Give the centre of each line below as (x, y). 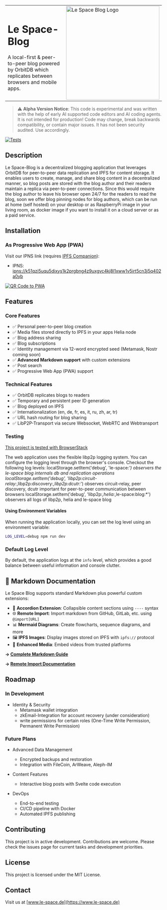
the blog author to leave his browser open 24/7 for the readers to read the (81, 194)
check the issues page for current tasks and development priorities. (75, 847)
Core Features (23, 315)
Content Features (30, 774)
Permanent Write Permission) (50, 726)
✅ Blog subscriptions (34, 343)
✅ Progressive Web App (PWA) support (53, 371)
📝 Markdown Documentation (50, 581)
